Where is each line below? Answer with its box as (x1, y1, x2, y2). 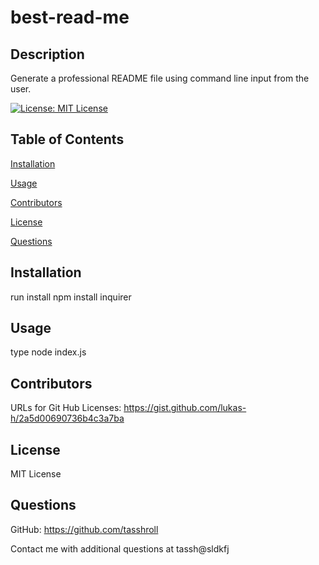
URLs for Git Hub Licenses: (10, 402, 122, 414)
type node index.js (10, 346, 87, 358)
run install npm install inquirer (10, 291, 132, 303)
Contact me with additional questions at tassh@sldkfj (10, 542, 230, 555)
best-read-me (10, 6, 130, 29)
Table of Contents (10, 131, 125, 148)
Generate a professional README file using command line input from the (10, 72, 310, 84)
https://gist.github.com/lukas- (123, 402, 247, 414)
